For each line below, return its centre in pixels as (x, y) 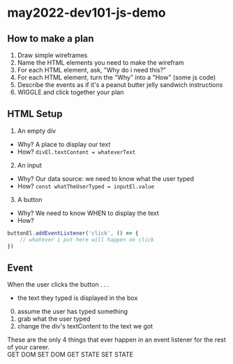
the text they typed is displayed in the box (77, 298)
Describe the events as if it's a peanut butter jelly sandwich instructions (120, 85)
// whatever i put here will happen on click (87, 239)
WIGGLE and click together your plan (70, 92)
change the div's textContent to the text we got (85, 326)
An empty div (37, 131)
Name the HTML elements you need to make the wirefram (100, 63)
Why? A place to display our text (64, 144)
